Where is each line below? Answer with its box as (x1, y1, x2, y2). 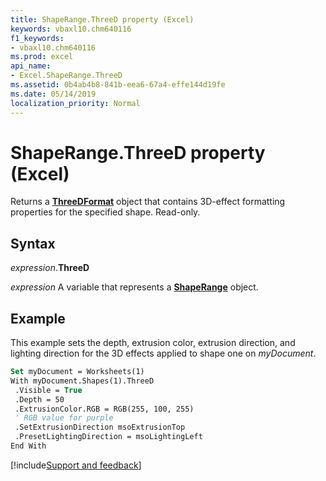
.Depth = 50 (14, 394, 65, 405)
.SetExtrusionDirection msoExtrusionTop (14, 422, 186, 433)
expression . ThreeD (10, 262, 90, 274)
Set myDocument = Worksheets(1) (10, 367, 145, 377)
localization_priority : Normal (10, 98, 141, 108)
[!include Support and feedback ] (10, 459, 142, 471)
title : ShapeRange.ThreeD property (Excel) (10, 14, 195, 25)
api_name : (10, 61, 52, 71)
